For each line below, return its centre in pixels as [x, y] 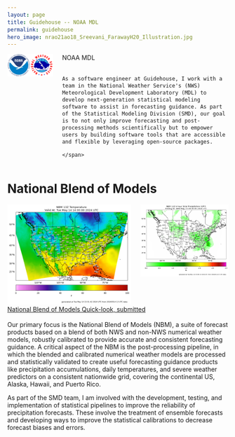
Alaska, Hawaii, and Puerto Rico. [54, 384]
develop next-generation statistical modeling [131, 100]
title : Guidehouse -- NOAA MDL [53, 22]
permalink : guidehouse [40, 29]
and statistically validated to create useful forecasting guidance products [113, 362]
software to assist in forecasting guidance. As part [142, 107]
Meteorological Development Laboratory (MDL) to [134, 93]
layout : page [26, 15]
